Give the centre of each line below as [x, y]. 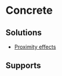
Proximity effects [35, 47]
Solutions [24, 33]
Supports [23, 66]
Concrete [29, 10]
